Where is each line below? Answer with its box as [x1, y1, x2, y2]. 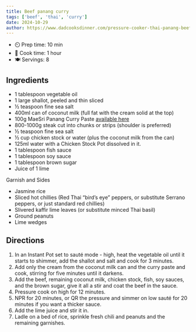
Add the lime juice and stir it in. [14, 307, 89, 314]
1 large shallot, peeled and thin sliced [14, 97, 104, 104]
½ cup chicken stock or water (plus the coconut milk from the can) [14, 134, 175, 141]
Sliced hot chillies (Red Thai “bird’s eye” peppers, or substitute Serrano [14, 194, 185, 201]
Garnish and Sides [6, 176, 51, 184]
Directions [6, 236, 45, 246]
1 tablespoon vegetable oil [14, 91, 78, 98]
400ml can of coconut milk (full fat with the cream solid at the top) [14, 109, 174, 117]
